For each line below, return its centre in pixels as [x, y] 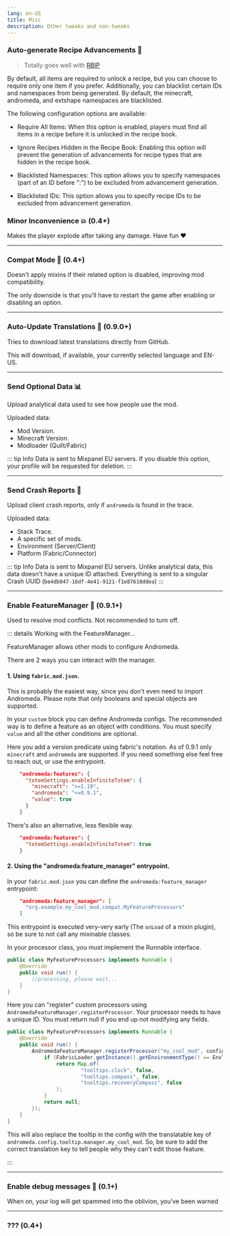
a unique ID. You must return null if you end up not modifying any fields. [108, 1019]
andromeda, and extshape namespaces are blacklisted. [85, 100]
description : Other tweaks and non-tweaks [68, 26]
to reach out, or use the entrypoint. [56, 761]
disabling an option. [35, 303]
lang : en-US [24, 13]
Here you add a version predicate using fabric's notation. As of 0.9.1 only [110, 747]
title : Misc [24, 20]
